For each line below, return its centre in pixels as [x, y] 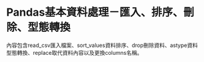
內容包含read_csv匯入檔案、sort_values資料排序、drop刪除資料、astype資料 [102, 45]
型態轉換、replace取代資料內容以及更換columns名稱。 [75, 52]
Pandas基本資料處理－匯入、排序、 [95, 12]
